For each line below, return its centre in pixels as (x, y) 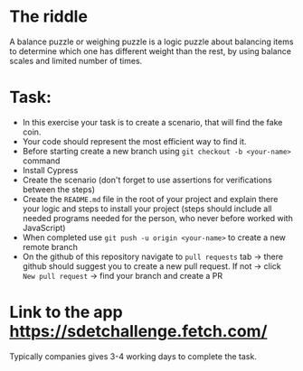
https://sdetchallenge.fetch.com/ (138, 332)
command (41, 161)
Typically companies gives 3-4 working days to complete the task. (133, 356)
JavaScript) (44, 227)
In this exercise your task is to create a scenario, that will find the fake (152, 122)
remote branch (50, 246)
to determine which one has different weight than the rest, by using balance (151, 51)
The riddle (49, 17)
